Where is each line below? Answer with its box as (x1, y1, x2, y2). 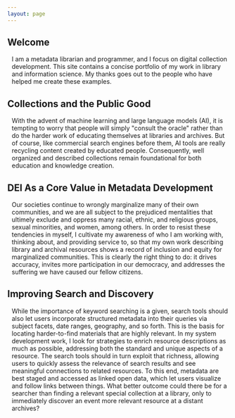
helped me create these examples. (11, 77, 112, 86)
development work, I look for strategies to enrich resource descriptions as (11, 336, 227, 345)
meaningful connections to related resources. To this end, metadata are (11, 367, 220, 375)
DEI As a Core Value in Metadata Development (7, 182, 213, 194)
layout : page (7, 10, 46, 18)
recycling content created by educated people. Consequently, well (11, 146, 205, 155)
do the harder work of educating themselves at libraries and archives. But (11, 132, 225, 140)
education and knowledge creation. (11, 161, 115, 170)
